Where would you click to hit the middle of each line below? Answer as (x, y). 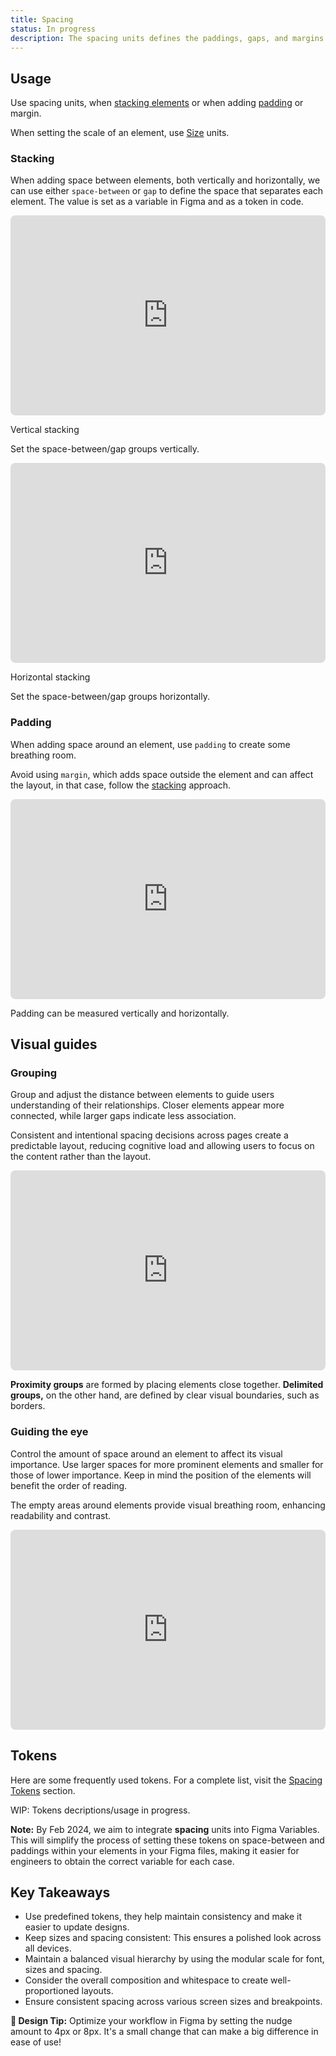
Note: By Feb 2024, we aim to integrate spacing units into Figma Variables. (165, 1829)
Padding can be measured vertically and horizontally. (120, 1013)
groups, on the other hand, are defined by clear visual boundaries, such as (165, 1395)
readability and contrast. (61, 1515)
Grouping (34, 1073)
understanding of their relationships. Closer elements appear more (147, 1105)
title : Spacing (42, 19)
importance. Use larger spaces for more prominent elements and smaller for (167, 1464)
